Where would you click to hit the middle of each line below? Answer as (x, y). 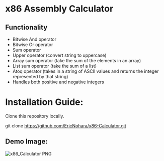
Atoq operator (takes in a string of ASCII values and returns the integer (86, 71)
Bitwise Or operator (33, 45)
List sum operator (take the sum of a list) (55, 66)
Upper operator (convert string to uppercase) (59, 55)
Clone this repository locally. (35, 116)
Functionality (26, 27)
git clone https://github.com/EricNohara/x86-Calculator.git (66, 125)
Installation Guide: (44, 102)
